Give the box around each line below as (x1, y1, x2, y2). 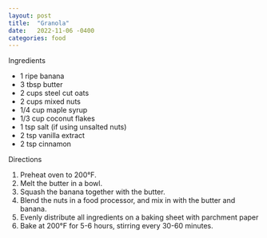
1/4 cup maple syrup (19, 105, 88, 115)
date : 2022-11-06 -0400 (8, 26, 94, 34)
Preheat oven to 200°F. (19, 170, 98, 180)
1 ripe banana (19, 71, 65, 81)
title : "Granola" (8, 19, 70, 27)
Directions (8, 155, 42, 165)
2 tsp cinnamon (19, 139, 72, 149)
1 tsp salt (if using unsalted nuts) (19, 122, 127, 132)
